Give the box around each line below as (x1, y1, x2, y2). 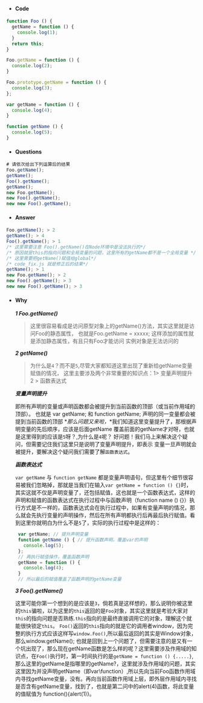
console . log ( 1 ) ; (17, 29, 59, 36)
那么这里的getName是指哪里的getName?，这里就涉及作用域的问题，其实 (14, 660, 196, 667)
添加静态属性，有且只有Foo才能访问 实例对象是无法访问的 (35, 337, 179, 345)
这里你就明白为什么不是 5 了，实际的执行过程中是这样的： (20, 519, 161, 526)
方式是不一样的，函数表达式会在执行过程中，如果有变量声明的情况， (20, 504, 190, 511)
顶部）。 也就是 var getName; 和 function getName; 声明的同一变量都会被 (14, 410, 196, 418)
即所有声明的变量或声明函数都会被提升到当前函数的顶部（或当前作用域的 (14, 403, 195, 410)
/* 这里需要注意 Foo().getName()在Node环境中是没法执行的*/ (6, 244, 146, 250)
